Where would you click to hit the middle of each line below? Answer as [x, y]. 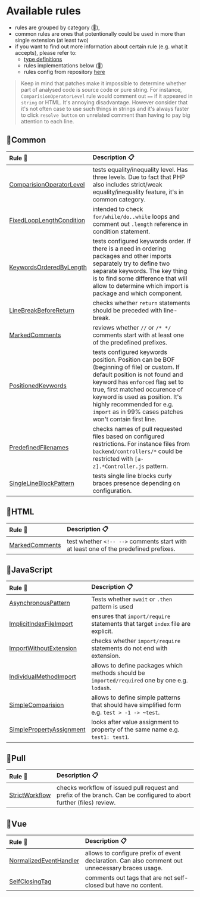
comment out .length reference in [140, 224]
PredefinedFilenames [39, 447]
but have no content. [134, 885]
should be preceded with [127, 310]
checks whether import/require [136, 641]
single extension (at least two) [52, 40]
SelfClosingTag [30, 882]
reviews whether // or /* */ [132, 327]
